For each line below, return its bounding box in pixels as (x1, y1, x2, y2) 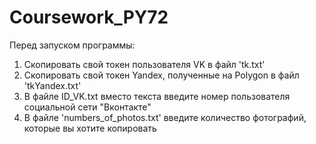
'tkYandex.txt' (23, 79, 82, 91)
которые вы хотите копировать (23, 122, 157, 134)
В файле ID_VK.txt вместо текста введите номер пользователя (23, 90, 291, 102)
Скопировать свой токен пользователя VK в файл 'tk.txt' (23, 58, 266, 70)
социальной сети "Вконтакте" (23, 101, 152, 113)
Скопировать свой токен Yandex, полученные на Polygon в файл (23, 69, 300, 81)
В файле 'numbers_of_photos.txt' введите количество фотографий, (23, 111, 307, 123)
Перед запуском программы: (9, 39, 136, 51)
